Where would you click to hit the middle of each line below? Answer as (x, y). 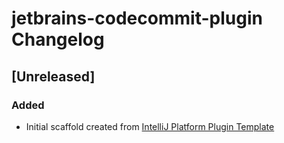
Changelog (58, 39)
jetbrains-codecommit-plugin (137, 18)
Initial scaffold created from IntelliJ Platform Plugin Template (150, 126)
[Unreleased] (53, 76)
